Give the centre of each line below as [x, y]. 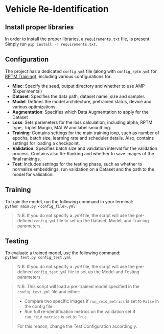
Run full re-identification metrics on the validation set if [80, 311]
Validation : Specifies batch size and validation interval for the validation [85, 148]
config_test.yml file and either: [49, 292]
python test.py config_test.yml [38, 258]
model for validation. [33, 174]
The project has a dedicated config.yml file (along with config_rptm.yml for [81, 71]
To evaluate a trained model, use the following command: [63, 253]
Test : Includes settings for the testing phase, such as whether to [77, 164]
